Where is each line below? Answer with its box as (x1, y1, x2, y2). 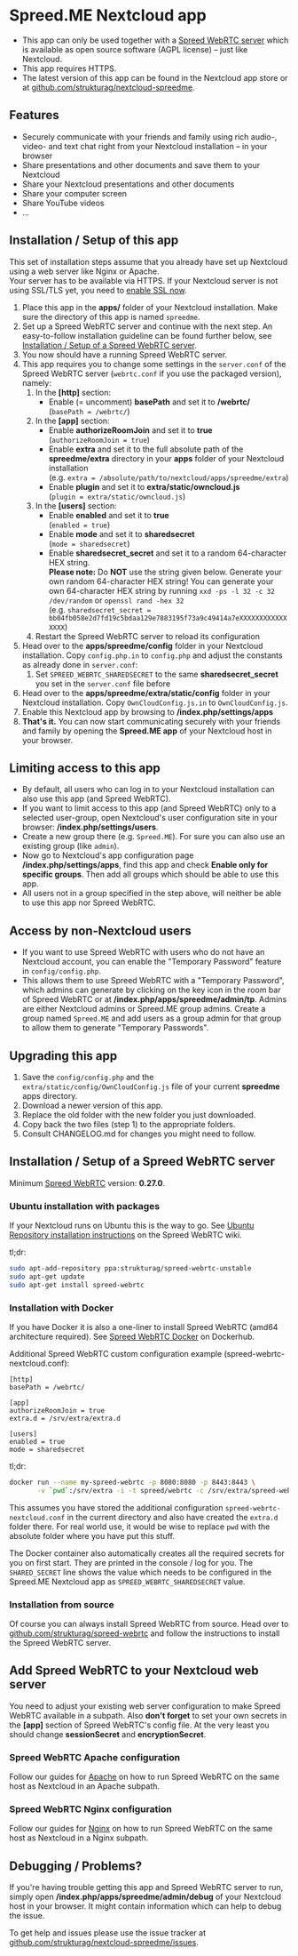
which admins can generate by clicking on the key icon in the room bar (21, 984, 281, 996)
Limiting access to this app (9, 760, 161, 775)
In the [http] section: (35, 387, 111, 397)
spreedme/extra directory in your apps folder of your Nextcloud (48, 453, 285, 463)
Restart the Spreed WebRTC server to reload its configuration (35, 630, 260, 641)
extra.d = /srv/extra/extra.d (9, 1415, 122, 1423)
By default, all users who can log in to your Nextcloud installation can (21, 784, 275, 795)
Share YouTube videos (21, 197, 105, 208)
